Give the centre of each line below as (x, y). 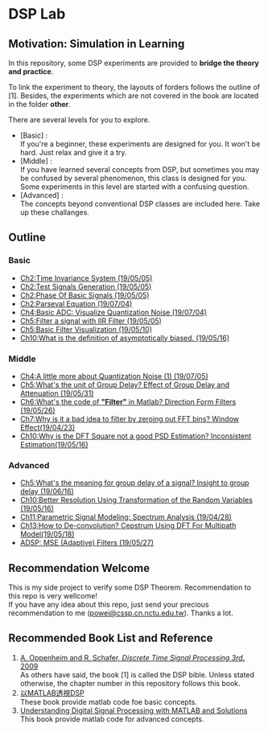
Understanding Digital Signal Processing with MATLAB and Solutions (134, 710)
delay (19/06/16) (47, 491)
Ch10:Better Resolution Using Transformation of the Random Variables (136, 500)
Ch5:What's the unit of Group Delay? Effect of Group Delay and (125, 385)
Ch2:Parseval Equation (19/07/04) (76, 303)
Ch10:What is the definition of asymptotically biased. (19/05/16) (125, 338)
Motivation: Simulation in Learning (97, 44)
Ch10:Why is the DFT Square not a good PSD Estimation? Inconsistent (136, 436)
